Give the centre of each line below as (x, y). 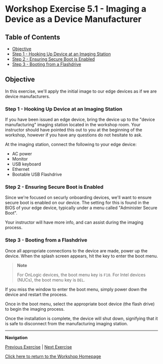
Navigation (16, 337)
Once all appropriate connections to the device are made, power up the (76, 250)
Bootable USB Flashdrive (37, 174)
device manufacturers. (28, 96)
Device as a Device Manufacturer (73, 19)
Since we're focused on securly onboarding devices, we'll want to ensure (78, 198)
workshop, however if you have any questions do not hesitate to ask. (74, 135)
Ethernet (21, 169)
